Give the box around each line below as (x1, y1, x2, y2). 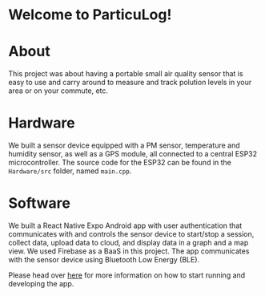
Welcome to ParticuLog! (8, 6, 172, 24)
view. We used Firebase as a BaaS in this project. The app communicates (8, 246, 250, 256)
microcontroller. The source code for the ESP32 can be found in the (8, 158, 232, 168)
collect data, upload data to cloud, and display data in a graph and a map (8, 238, 249, 247)
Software (8, 194, 70, 213)
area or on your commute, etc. (8, 86, 109, 95)
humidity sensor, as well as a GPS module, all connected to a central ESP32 (8, 149, 258, 159)
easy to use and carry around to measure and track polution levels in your (8, 78, 252, 87)
